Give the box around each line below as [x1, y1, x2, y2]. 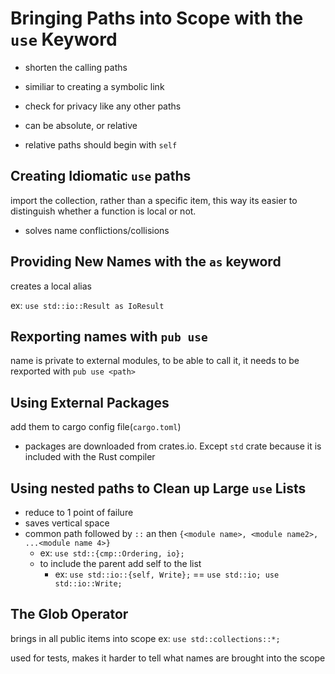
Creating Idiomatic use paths [10, 168, 192, 185]
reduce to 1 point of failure [24, 507, 134, 518]
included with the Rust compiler [24, 451, 156, 463]
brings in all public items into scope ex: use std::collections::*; [10, 632, 281, 644]
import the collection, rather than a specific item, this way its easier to [10, 194, 298, 206]
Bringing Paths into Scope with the [10, 7, 304, 30]
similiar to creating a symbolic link [24, 80, 165, 92]
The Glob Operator [10, 606, 129, 623]
